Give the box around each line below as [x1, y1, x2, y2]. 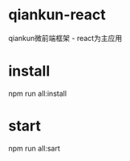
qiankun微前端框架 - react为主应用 [8, 33, 123, 43]
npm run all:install [8, 89, 67, 98]
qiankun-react [8, 6, 106, 24]
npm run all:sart [8, 143, 60, 153]
